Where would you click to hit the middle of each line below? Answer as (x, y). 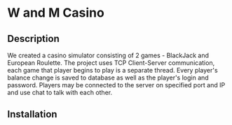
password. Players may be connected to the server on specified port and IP (116, 85)
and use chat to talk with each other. (60, 93)
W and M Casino (56, 13)
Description (33, 39)
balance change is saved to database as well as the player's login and (108, 78)
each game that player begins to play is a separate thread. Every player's (113, 70)
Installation (32, 114)
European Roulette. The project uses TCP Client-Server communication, (111, 63)
